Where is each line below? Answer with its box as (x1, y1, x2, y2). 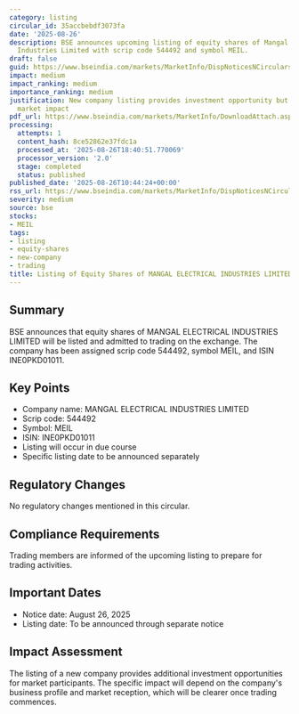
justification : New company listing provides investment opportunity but (9, 95, 289, 105)
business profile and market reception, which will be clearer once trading (9, 686, 278, 697)
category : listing (9, 12, 77, 22)
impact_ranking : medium (9, 79, 98, 88)
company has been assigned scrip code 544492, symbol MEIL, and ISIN (9, 345, 274, 356)
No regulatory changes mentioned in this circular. (9, 500, 190, 512)
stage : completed (17, 162, 82, 171)
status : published (17, 170, 86, 179)
